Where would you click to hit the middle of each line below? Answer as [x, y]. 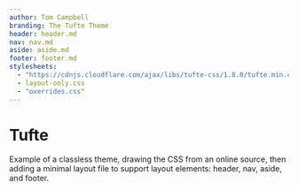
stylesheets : [33, 67]
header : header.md [43, 34]
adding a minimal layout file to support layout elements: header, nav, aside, [145, 169]
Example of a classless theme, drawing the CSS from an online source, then [148, 159]
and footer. [29, 179]
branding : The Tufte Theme [59, 26]
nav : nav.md [31, 42]
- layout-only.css [51, 83]
